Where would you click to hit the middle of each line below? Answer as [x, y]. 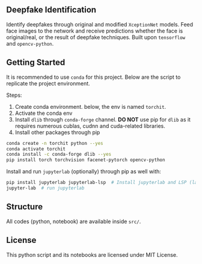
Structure [25, 207]
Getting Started [36, 63]
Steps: [14, 95]
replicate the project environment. [48, 83]
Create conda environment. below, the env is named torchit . [90, 106]
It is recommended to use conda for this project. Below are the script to [93, 77]
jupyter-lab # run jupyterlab [45, 188]
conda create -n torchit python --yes [55, 143]
